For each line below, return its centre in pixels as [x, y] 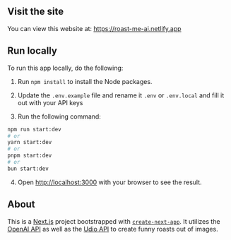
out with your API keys [50, 102]
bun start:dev [28, 169]
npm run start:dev [34, 129]
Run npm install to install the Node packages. [85, 81]
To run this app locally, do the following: [65, 68]
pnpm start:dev [30, 156]
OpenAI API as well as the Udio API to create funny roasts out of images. [113, 229]
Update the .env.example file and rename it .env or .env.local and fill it [121, 95]
